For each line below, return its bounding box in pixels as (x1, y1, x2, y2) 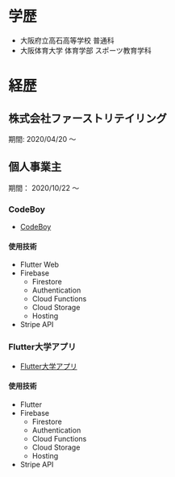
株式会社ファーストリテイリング (8, 111, 167, 125)
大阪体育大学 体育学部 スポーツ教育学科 (19, 45, 152, 55)
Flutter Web (19, 259, 59, 270)
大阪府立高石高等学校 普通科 (19, 35, 115, 45)
